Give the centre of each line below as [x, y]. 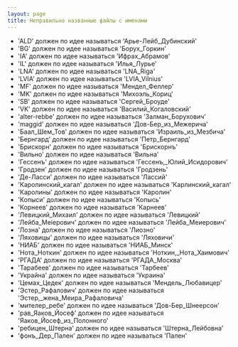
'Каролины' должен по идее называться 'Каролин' [94, 192]
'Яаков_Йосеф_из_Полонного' [63, 320]
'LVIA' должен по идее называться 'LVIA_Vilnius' [90, 78]
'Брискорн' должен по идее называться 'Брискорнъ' [98, 146]
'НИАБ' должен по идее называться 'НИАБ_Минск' [95, 245]
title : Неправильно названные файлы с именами [77, 21]
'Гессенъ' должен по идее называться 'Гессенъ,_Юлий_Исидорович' [123, 161]
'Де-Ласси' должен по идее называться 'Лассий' [92, 177]
